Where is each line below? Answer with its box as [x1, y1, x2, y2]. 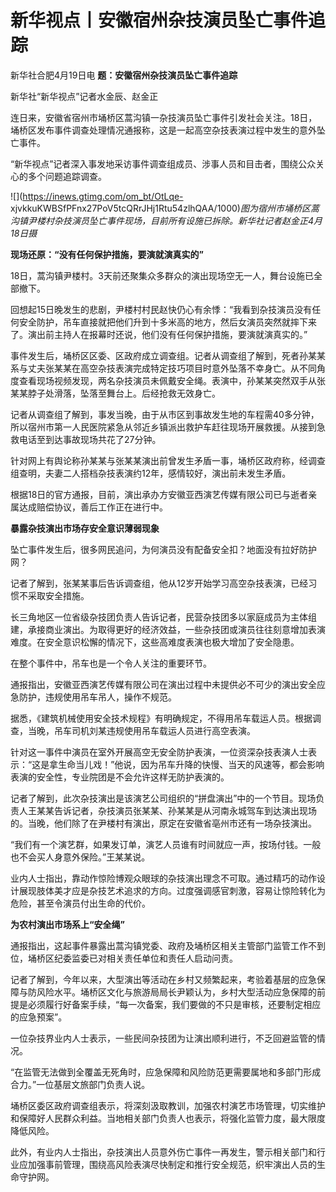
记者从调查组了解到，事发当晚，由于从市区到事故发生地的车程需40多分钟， [10, 408, 320, 420]
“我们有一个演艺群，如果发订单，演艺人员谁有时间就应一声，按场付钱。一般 [10, 838, 322, 850]
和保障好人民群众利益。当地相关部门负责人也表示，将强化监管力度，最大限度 [10, 1112, 326, 1124]
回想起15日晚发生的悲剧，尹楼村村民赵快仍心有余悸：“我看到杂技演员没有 [10, 303, 313, 315]
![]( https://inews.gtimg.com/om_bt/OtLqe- [10, 190, 184, 202]
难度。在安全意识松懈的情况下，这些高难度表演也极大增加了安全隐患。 [10, 636, 300, 648]
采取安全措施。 [27, 589, 90, 601]
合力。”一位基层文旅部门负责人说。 [10, 1078, 151, 1090]
